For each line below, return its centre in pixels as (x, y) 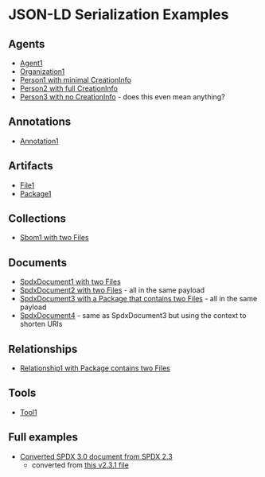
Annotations (40, 122)
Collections (37, 219)
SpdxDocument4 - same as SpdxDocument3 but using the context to (133, 316)
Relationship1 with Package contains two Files (95, 368)
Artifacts (31, 166)
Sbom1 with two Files (54, 238)
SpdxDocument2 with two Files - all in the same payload (112, 290)
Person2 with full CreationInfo (68, 88)
